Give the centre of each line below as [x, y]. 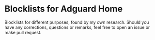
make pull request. [23, 32]
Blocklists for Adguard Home [64, 9]
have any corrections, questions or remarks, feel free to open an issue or [77, 27]
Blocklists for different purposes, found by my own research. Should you [77, 22]
